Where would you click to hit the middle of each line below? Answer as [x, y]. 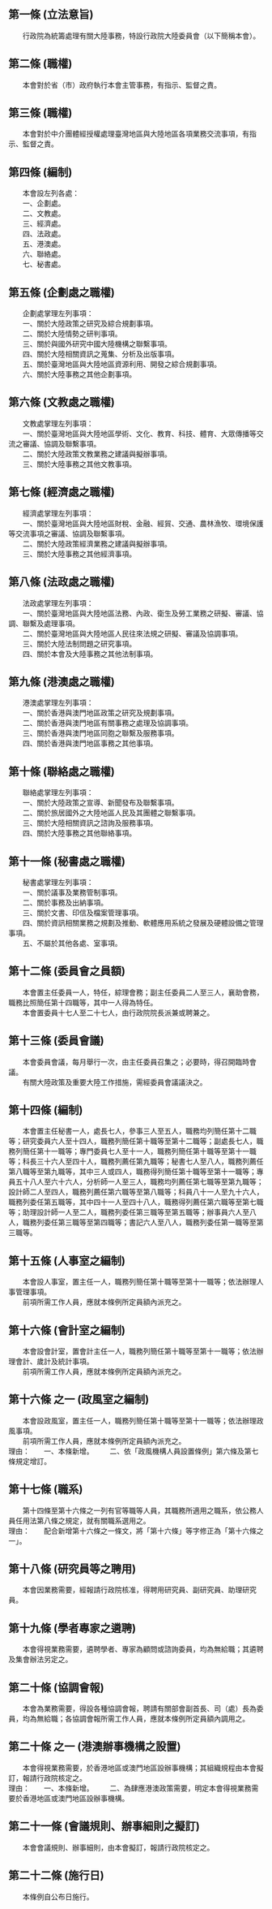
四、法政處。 [44, 234]
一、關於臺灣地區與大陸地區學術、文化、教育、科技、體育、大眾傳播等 [139, 434]
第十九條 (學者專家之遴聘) [72, 1628]
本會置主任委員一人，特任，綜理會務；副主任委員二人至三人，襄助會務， [143, 992]
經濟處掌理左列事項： [58, 513]
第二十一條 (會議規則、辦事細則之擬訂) [104, 1827]
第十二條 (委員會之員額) [67, 972]
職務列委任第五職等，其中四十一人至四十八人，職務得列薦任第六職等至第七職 [136, 1202]
